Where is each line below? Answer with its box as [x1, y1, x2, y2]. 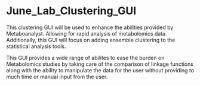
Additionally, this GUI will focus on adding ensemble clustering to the [6, 36, 176, 43]
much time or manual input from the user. [6, 73, 108, 80]
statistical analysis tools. [6, 43, 67, 50]
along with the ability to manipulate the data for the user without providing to [6, 66, 195, 74]
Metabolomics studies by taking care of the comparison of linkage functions [6, 60, 194, 68]
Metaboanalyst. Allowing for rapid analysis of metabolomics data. [6, 30, 167, 37]
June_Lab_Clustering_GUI [6, 4, 137, 18]
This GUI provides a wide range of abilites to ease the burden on [6, 54, 165, 61]
